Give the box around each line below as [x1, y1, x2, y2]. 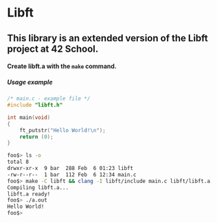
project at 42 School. [7, 43, 99, 54]
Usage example [7, 78, 53, 86]
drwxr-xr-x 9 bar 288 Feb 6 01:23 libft [7, 165, 134, 172]
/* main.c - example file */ [7, 95, 91, 103]
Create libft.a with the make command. [7, 62, 117, 70]
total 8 [7, 158, 30, 166]
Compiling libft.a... [7, 184, 69, 191]
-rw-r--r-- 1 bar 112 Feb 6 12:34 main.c [7, 171, 137, 178]
